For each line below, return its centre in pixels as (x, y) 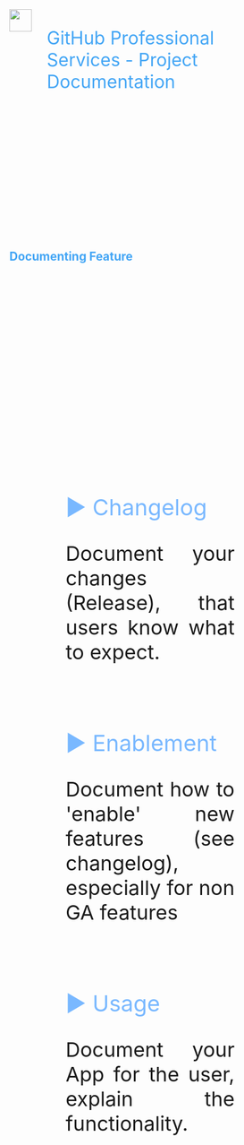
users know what (150, 628)
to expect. (113, 653)
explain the (150, 1099)
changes (106, 578)
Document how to (150, 790)
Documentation (111, 82)
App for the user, (150, 1075)
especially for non (150, 888)
